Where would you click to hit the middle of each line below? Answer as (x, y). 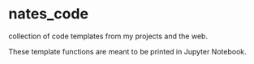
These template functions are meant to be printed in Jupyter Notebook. (127, 51)
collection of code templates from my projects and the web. (108, 36)
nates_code (49, 14)
